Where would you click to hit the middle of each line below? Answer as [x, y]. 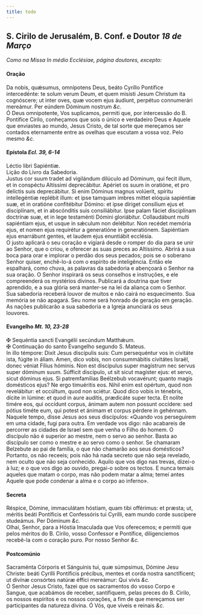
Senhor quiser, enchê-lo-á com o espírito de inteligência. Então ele [90, 261]
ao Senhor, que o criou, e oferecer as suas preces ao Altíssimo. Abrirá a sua [101, 249]
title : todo [21, 12]
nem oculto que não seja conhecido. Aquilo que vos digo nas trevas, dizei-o [100, 462]
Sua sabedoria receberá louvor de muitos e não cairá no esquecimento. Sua [101, 293]
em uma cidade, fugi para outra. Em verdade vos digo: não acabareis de [96, 423]
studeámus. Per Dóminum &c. [43, 521]
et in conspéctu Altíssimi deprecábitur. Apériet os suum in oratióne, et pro [98, 185]
